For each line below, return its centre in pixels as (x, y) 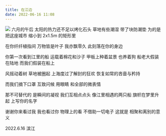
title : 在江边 (19, 10)
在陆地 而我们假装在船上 (30, 63)
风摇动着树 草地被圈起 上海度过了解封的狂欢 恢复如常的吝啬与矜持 (73, 73)
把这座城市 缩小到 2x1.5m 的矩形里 (41, 35)
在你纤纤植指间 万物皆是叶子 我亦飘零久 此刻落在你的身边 (64, 46)
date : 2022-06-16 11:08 (30, 14)
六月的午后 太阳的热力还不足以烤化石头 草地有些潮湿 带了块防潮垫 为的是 (86, 29)
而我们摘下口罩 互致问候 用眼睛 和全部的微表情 (53, 84)
